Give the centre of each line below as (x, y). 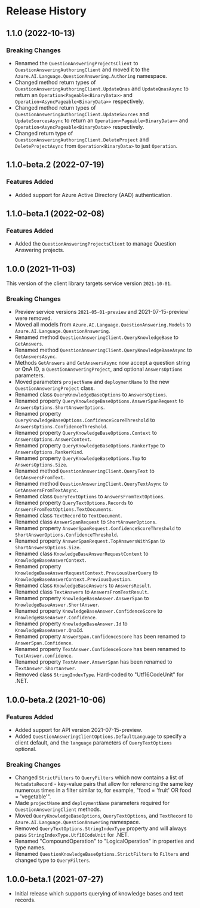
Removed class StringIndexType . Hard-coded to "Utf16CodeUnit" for (99, 674)
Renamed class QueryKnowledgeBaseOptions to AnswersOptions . (91, 395)
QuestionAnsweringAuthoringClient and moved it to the (82, 69)
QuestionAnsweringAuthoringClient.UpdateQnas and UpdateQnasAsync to (102, 89)
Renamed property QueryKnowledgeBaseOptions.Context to (86, 433)
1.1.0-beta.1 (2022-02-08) (56, 214)
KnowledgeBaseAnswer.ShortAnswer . (57, 605)
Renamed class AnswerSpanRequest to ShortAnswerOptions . (86, 522)
